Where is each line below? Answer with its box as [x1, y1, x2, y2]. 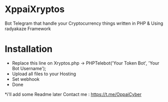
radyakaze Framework [5, 25, 51, 31]
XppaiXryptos [5, 4, 65, 15]
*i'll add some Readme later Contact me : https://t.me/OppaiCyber [5, 91, 142, 97]
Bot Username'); [12, 65, 46, 71]
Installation [5, 43, 53, 55]
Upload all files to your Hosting [12, 71, 76, 77]
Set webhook [12, 76, 40, 82]
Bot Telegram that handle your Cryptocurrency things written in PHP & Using [5, 20, 163, 26]
